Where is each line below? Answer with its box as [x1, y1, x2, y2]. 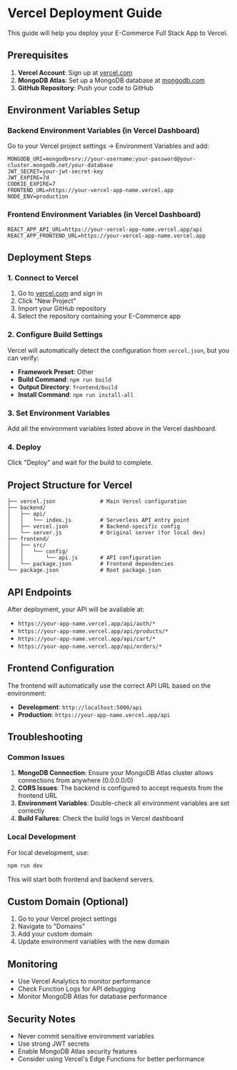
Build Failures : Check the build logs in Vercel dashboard [17, 814, 184, 823]
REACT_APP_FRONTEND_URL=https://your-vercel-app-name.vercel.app [7, 232, 206, 239]
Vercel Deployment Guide [7, 5, 163, 21]
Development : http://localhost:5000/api [17, 702, 143, 711]
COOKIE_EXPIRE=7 [7, 181, 56, 188]
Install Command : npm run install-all [17, 390, 134, 399]
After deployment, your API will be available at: [7, 605, 145, 614]
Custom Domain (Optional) [7, 896, 128, 908]
